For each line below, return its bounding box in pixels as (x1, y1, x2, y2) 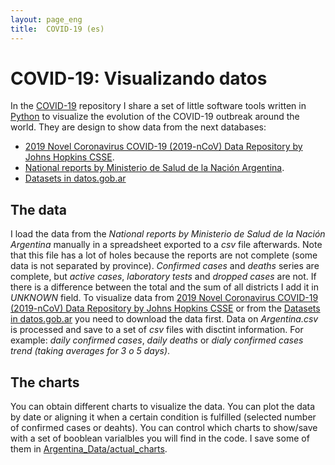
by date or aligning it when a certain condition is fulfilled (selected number (10, 411, 317, 423)
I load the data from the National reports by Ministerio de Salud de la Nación (10, 228, 326, 240)
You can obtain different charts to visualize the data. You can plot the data (10, 401, 316, 413)
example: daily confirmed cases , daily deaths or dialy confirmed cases (10, 334, 304, 346)
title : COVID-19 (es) (10, 24, 105, 34)
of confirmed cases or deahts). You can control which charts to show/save (10, 422, 318, 434)
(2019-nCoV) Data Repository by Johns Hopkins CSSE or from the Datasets (10, 302, 321, 315)
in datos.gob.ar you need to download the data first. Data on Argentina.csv (10, 313, 319, 325)
